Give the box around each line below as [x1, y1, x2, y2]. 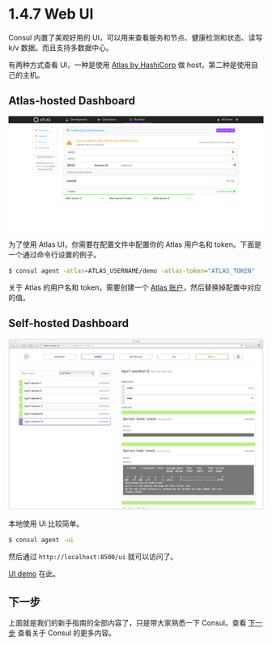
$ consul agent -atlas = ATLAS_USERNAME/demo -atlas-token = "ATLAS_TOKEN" [8, 267, 255, 275]
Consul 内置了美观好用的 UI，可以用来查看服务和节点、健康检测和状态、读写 [8, 32, 263, 42]
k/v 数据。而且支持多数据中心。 [8, 42, 113, 53]
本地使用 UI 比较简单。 [8, 519, 84, 528]
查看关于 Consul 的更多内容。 [17, 628, 116, 638]
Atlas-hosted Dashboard [8, 94, 136, 108]
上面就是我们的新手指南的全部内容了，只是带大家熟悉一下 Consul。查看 [8, 617, 247, 627]
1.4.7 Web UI [8, 5, 94, 23]
